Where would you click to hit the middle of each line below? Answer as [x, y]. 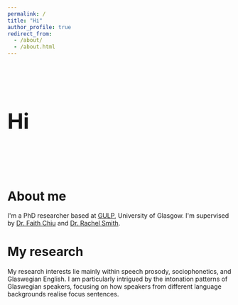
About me [37, 196]
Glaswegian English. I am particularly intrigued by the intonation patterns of [118, 279]
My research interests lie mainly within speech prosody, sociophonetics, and [119, 272]
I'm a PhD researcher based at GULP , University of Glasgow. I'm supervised [118, 216]
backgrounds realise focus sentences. [63, 294]
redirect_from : [30, 34]
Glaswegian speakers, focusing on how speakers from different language [114, 287]
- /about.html [34, 47]
